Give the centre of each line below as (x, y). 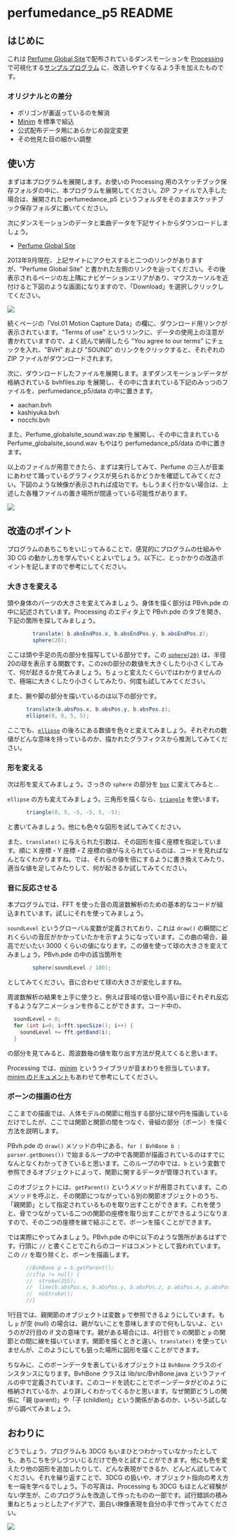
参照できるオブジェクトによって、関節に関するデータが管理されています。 (114, 1172)
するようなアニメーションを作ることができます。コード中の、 (96, 1006)
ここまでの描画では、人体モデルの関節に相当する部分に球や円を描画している (118, 1113)
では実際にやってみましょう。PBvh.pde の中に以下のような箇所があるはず (114, 1236)
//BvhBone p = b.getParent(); (70, 1268)
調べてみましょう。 (47, 1409)
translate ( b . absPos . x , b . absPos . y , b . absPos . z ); (98, 709)
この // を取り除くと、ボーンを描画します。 (70, 1254)
